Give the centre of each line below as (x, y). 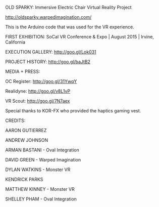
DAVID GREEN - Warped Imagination (43, 160)
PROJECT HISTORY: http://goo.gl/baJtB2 (48, 62)
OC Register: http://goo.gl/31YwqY (41, 81)
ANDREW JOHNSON (27, 140)
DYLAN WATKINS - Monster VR (38, 170)
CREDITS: (15, 120)
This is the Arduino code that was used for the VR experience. (70, 27)
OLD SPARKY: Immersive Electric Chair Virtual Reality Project (69, 7)
